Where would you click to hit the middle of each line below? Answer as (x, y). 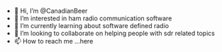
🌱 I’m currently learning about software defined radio (91, 26)
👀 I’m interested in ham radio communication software (93, 18)
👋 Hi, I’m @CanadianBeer (51, 11)
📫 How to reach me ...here (54, 41)
